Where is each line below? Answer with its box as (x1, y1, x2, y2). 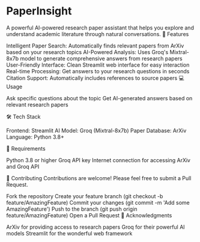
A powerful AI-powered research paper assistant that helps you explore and (6, 24, 194, 31)
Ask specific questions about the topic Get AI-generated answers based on (6, 94, 193, 101)
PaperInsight (6, 4, 72, 18)
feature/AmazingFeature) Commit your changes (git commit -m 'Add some (6, 199, 190, 206)
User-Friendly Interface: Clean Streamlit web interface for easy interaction (6, 61, 190, 68)
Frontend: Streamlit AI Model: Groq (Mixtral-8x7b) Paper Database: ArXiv (6, 127, 187, 134)
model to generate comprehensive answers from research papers (20, 55, 183, 62)
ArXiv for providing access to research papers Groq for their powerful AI (6, 223, 185, 231)
